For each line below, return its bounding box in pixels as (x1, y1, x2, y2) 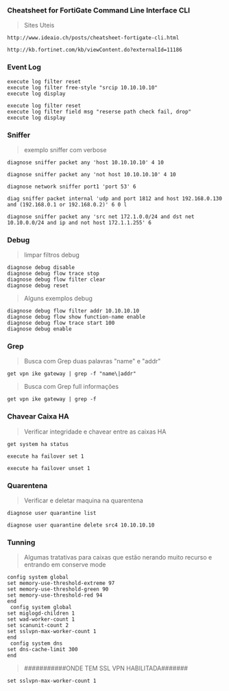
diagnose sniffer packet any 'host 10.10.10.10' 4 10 (7, 159, 165, 166)
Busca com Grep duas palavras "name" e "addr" (23, 357, 161, 365)
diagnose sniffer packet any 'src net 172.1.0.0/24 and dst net (7, 213, 195, 220)
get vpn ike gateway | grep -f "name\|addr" (7, 370, 136, 377)
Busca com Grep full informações (23, 383, 119, 391)
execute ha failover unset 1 (7, 465, 91, 471)
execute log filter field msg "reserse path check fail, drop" (7, 108, 192, 115)
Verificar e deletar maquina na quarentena (23, 496, 144, 504)
